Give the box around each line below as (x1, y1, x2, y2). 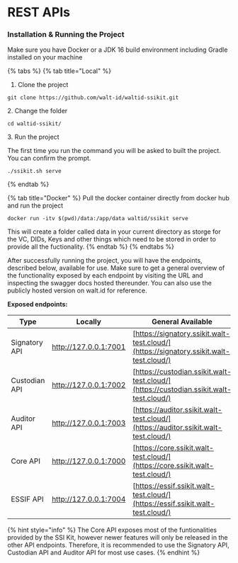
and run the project (7, 201, 64, 210)
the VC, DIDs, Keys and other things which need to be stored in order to (7, 235, 216, 244)
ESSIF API (11, 494, 44, 504)
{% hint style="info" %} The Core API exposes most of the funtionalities (7, 525, 217, 535)
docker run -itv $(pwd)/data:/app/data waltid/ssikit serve (7, 215, 189, 222)
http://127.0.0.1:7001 (52, 342, 126, 352)
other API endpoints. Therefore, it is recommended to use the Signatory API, (7, 541, 229, 550)
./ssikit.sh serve (7, 168, 62, 175)
